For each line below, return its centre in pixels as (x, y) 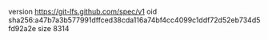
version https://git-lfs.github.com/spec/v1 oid (83, 12)
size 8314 (54, 28)
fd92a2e (22, 28)
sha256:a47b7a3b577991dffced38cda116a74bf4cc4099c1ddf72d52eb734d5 (134, 20)
